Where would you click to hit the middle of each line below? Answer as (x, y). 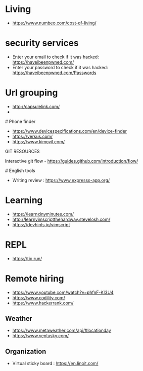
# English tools (20, 171)
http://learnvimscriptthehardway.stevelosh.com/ (61, 219)
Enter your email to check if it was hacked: (55, 57)
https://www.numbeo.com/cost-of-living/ (54, 23)
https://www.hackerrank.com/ (43, 303)
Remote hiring (35, 278)
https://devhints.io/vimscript (41, 224)
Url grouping (31, 93)
